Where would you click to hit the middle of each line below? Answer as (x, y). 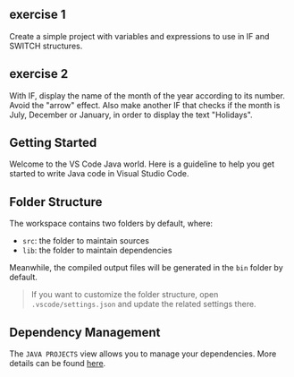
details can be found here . (58, 364)
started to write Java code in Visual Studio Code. (99, 174)
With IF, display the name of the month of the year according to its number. (147, 95)
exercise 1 (38, 15)
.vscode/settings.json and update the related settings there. (143, 304)
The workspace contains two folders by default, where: (111, 224)
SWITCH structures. (46, 46)
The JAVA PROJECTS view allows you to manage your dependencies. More (143, 354)
